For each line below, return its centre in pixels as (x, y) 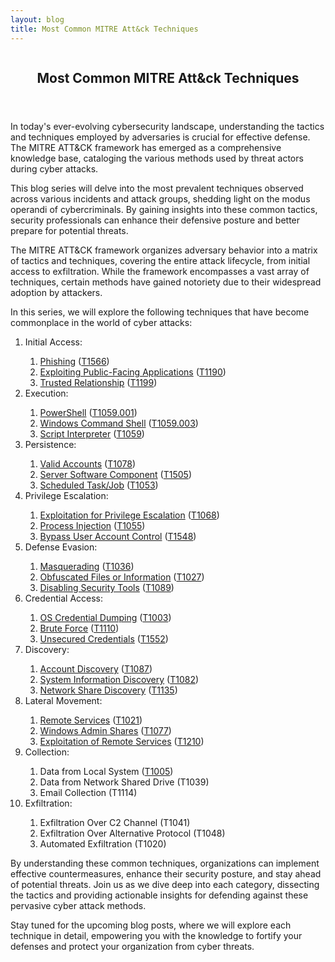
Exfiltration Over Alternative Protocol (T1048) (132, 833)
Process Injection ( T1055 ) (92, 525)
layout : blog (37, 19)
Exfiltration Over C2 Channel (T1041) (115, 822)
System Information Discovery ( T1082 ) (119, 679)
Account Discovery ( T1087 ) (96, 668)
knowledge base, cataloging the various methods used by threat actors (157, 158)
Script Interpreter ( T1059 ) (92, 433)
